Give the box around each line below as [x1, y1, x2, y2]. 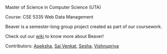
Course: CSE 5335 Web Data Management [5, 14, 94, 19]
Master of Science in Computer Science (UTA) [5, 4, 102, 10]
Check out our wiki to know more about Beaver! [5, 33, 104, 39]
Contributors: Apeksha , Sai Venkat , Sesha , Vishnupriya [5, 43, 119, 49]
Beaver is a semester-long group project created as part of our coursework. [5, 23, 162, 29]
